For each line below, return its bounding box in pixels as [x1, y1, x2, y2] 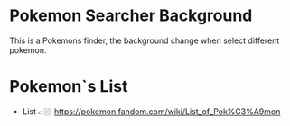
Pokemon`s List [9, 76, 128, 97]
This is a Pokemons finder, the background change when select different [9, 35, 280, 46]
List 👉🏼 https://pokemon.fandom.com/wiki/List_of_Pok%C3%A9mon [22, 105, 281, 117]
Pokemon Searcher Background [9, 5, 253, 26]
